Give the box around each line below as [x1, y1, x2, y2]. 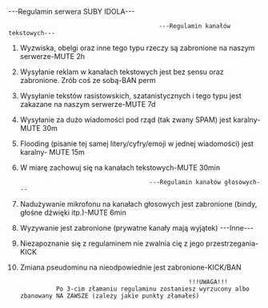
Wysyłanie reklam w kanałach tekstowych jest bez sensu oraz [19, 67, 224, 77]
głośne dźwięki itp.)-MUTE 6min [19, 207, 126, 217]
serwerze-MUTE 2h [19, 52, 86, 61]
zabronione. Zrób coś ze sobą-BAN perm [19, 76, 156, 85]
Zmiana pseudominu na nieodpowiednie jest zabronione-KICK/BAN [19, 263, 242, 272]
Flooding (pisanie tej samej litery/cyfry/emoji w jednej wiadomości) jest [19, 139, 254, 148]
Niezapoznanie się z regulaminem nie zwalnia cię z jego [19, 239, 205, 248]
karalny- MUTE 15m [19, 148, 86, 156]
